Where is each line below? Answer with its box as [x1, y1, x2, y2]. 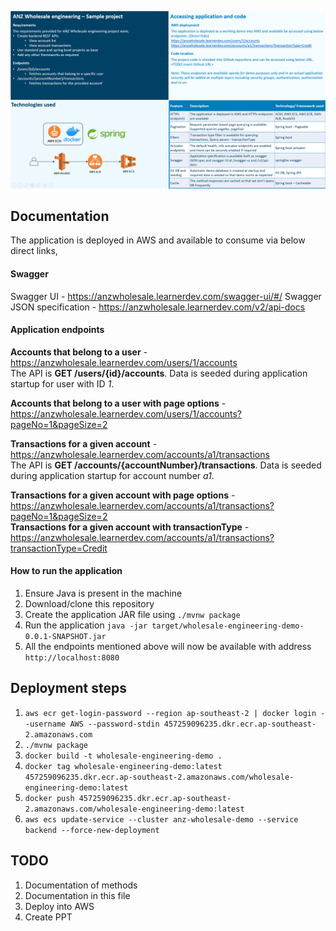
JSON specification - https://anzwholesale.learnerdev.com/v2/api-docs [10, 301, 306, 313]
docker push [24, 793, 75, 803]
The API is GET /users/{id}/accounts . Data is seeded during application [10, 367, 308, 379]
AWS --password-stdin [69, 719, 160, 729]
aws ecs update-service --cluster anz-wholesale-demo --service [24, 814, 299, 825]
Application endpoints [10, 324, 105, 336]
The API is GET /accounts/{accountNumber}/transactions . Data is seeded [10, 459, 322, 471]
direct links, [10, 245, 58, 257]
